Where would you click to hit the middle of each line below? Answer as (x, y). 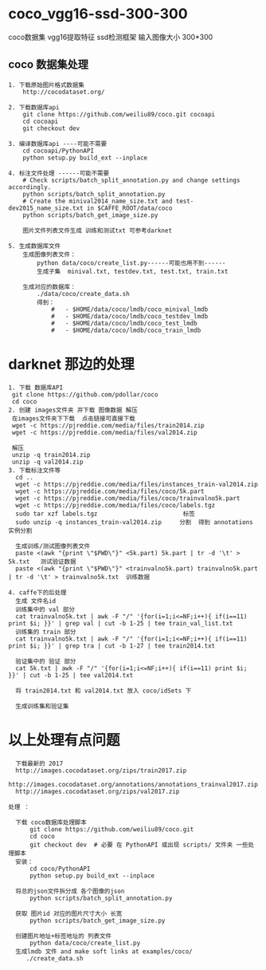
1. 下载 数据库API (36, 388)
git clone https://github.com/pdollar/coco (85, 394)
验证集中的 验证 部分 (46, 661)
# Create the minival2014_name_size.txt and (98, 201)
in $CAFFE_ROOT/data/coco (129, 208)
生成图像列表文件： (49, 254)
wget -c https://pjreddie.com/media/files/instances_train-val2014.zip (137, 484)
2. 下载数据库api (34, 107)
